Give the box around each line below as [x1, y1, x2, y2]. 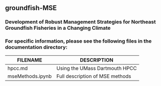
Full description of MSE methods [56, 73, 131, 80]
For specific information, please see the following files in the [5, 38, 152, 44]
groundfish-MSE [5, 4, 57, 12]
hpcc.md [7, 64, 28, 71]
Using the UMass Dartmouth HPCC [56, 64, 137, 71]
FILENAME [17, 56, 43, 63]
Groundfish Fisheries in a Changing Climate [5, 24, 111, 31]
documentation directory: [5, 44, 68, 51]
